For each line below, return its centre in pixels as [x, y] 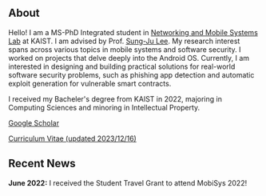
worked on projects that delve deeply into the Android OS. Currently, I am [129, 58]
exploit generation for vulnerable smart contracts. [90, 83]
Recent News [42, 164]
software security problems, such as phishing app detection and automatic [131, 74]
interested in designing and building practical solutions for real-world [122, 66]
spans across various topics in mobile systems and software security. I [125, 49]
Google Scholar [34, 122]
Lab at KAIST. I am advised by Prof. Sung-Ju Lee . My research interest [124, 41]
